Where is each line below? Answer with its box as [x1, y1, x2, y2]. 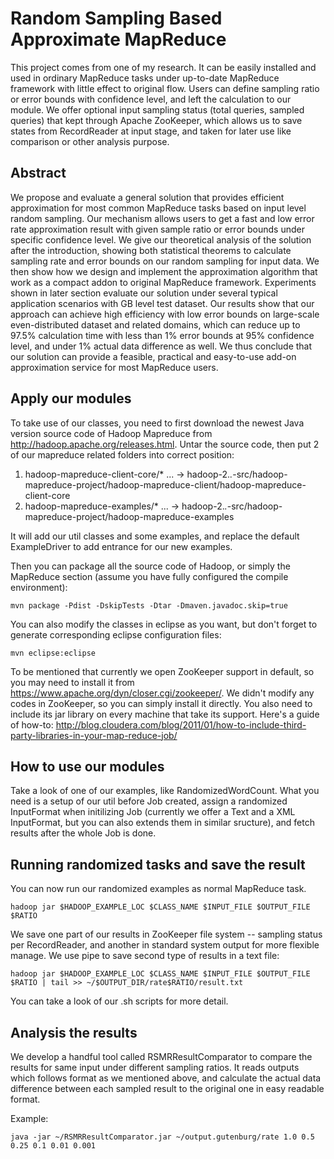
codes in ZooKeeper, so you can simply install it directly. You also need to [10, 697, 313, 709]
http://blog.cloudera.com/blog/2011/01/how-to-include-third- [55, 718, 307, 731]
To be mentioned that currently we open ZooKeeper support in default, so [10, 665, 315, 677]
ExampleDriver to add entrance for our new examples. [10, 540, 233, 552]
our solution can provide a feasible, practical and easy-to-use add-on [10, 350, 297, 362]
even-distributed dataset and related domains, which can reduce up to [10, 318, 301, 331]
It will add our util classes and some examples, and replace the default [10, 530, 300, 542]
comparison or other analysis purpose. [10, 135, 170, 147]
